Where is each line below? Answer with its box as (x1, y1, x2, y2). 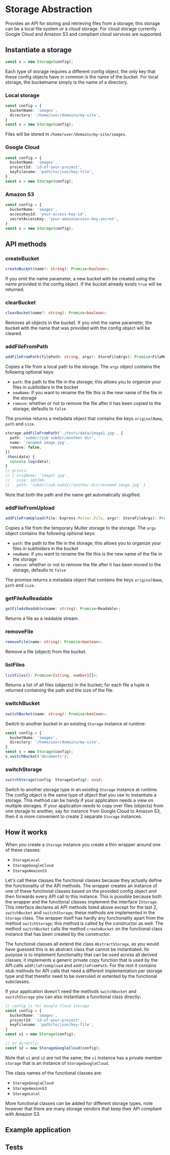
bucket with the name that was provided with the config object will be (5, 325, 150, 331)
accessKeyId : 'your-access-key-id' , (10, 212, 87, 217)
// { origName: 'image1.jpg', (5, 473, 69, 478)
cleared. (5, 331, 23, 337)
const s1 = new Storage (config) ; (5, 1032, 76, 1037)
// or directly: (5, 1041, 39, 1046)
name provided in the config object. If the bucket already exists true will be (5, 281, 162, 287)
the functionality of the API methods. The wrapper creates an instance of (5, 882, 158, 889)
